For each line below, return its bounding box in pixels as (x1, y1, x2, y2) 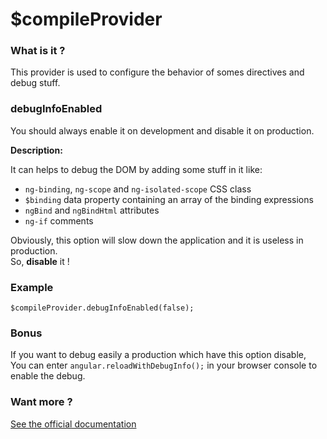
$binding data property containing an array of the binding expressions (24, 193, 314, 205)
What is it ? (10, 44, 66, 58)
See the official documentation (10, 418, 137, 430)
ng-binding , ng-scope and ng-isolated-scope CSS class (24, 183, 252, 195)
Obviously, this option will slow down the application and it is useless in (10, 234, 304, 246)
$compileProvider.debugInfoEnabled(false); (10, 303, 195, 313)
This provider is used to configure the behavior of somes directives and (10, 66, 305, 78)
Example (10, 280, 54, 294)
